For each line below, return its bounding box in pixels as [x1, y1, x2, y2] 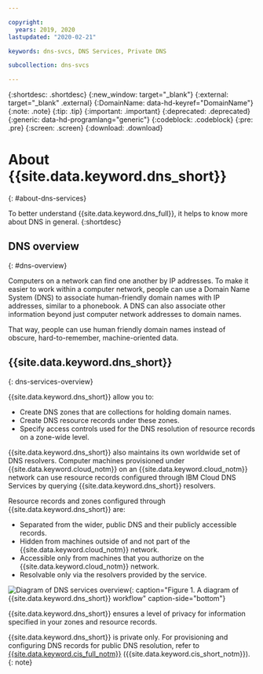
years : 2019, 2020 [15, 25, 76, 34]
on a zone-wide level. [19, 432, 89, 441]
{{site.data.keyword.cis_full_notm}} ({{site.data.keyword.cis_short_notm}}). [8, 649, 250, 658]
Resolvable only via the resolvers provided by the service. [19, 569, 207, 579]
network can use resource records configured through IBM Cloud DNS [8, 473, 236, 482]
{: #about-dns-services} [8, 193, 87, 203]
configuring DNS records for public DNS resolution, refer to [8, 640, 200, 650]
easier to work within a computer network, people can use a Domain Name [8, 284, 250, 293]
